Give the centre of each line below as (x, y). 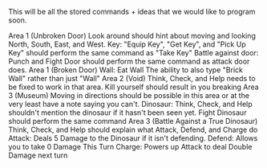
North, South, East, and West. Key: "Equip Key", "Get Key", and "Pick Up (127, 44)
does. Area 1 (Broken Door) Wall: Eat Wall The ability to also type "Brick (125, 70)
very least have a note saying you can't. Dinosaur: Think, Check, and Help (130, 104)
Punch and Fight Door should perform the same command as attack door (129, 61)
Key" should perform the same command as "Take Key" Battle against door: (133, 53)
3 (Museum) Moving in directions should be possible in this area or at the (129, 95)
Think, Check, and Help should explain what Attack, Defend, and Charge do (133, 129)
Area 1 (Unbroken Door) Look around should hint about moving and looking (132, 36)
